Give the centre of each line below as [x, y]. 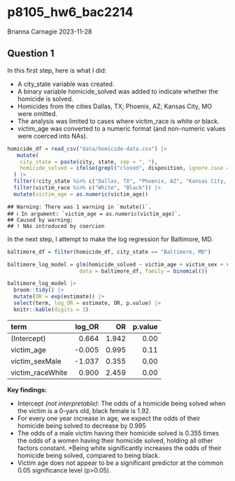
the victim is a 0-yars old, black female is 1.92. [84, 410]
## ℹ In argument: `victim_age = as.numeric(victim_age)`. [94, 214]
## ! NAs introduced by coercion [56, 226]
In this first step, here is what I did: [57, 70]
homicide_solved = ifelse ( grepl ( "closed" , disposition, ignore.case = [125, 168]
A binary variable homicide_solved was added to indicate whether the [117, 91]
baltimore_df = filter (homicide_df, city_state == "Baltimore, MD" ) [109, 252]
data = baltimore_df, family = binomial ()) [144, 271]
